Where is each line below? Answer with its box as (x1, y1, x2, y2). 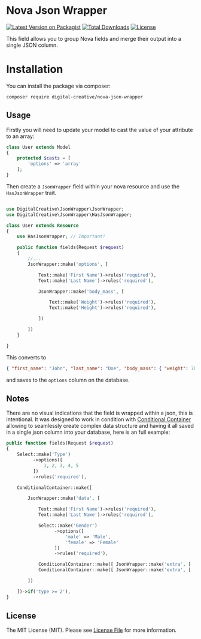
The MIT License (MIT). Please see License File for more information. (6, 626, 176, 634)
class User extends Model (6, 144, 71, 150)
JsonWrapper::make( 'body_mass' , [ (38, 289, 124, 295)
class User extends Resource (6, 223, 79, 229)
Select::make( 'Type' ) (17, 451, 71, 458)
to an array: (6, 133, 35, 140)
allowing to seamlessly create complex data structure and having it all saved (6, 422, 194, 430)
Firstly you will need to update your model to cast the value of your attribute (6, 126, 193, 133)
